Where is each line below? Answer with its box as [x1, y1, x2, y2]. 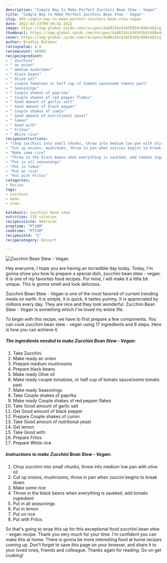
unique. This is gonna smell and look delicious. [5, 281, 101, 287]
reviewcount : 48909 [5, 49, 46, 54]
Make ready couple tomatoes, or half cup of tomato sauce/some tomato [12, 376, 160, 382]
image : [5, 26, 19, 31]
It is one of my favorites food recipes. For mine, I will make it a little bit [5, 276, 148, 282]
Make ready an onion [12, 356, 56, 362]
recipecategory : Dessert [5, 238, 57, 243]
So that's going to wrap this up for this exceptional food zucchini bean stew [5, 526, 160, 532]
